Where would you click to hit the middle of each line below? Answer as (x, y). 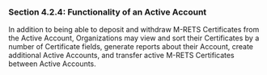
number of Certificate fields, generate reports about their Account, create (131, 47)
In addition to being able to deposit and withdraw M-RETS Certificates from (134, 30)
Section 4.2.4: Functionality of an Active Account (108, 12)
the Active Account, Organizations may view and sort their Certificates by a (134, 38)
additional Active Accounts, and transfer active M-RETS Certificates (121, 56)
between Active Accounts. (53, 64)
